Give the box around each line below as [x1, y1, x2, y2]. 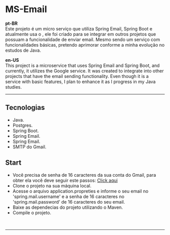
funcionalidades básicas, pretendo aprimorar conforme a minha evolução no [5, 42, 165, 48]
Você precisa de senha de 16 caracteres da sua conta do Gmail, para [12, 172, 156, 178]
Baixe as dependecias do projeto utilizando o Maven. [12, 204, 123, 210]
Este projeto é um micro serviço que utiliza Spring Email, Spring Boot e [5, 25, 153, 31]
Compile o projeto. [12, 209, 52, 216]
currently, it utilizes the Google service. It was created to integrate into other [5, 67, 164, 74]
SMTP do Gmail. [12, 143, 47, 150]
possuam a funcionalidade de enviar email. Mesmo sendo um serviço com [5, 36, 160, 43]
